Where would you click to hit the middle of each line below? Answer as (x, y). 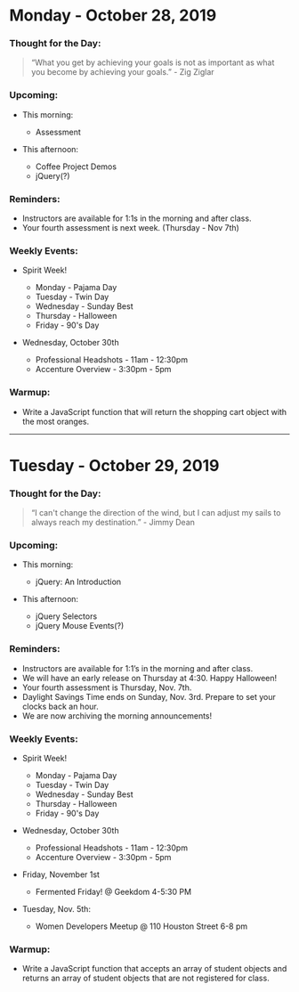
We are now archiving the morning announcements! (117, 716)
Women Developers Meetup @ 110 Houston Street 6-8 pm (141, 926)
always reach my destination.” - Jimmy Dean (113, 523)
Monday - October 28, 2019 (113, 16)
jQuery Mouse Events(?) (80, 626)
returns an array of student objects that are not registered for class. (145, 978)
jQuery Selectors (66, 616)
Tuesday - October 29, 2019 (114, 465)
